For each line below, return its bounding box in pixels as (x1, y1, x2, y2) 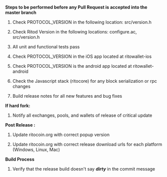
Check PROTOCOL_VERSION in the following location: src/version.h (12, 19, 151, 25)
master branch (5, 9, 36, 15)
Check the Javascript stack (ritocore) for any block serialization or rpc (12, 78, 157, 84)
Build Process (5, 157, 34, 162)
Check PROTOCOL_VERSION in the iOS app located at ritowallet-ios (12, 53, 152, 59)
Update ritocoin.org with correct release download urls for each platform (12, 142, 162, 147)
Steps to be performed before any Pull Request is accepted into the (5, 4, 147, 10)
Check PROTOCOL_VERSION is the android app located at (12, 63, 132, 69)
